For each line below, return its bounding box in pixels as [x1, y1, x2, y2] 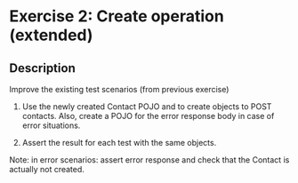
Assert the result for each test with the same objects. [21, 138, 217, 147]
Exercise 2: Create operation [9, 6, 224, 27]
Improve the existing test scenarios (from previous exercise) [9, 84, 230, 94]
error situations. [21, 120, 81, 131]
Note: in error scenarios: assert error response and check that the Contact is [9, 155, 290, 165]
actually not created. [9, 164, 85, 174]
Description [9, 60, 76, 76]
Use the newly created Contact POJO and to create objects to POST [21, 101, 272, 112]
